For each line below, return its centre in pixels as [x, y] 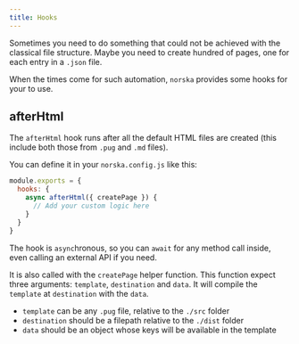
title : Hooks [33, 17]
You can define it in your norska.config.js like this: [104, 165]
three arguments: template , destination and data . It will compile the [133, 284]
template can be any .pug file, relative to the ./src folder [126, 311]
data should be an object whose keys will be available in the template [149, 330]
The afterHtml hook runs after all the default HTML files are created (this [143, 138]
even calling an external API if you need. [83, 257]
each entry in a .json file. [56, 61]
